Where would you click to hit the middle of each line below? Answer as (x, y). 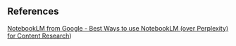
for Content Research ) (39, 36)
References (33, 11)
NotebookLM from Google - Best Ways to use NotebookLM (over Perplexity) (118, 28)
